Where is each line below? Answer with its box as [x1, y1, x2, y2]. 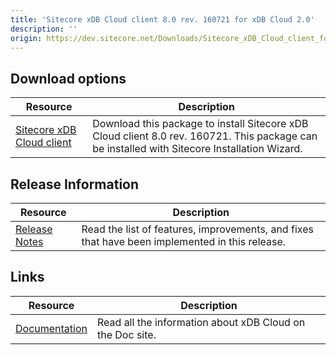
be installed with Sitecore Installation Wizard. [92, 142, 303, 156]
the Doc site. [97, 327, 157, 341]
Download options [10, 70, 127, 87]
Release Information [10, 176, 140, 193]
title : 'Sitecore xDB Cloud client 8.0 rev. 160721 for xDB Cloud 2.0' [10, 14, 315, 25]
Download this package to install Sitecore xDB [92, 117, 309, 131]
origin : [10, 33, 43, 43]
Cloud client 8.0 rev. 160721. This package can [92, 129, 318, 143]
